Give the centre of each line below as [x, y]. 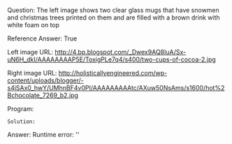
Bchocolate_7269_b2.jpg [43, 95]
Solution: [22, 122]
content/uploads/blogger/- [45, 80]
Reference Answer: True [42, 38]
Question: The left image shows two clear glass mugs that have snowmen [114, 10]
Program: [21, 109]
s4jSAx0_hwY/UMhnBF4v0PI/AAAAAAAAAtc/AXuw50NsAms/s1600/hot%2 [116, 88]
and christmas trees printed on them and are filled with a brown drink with [114, 17]
